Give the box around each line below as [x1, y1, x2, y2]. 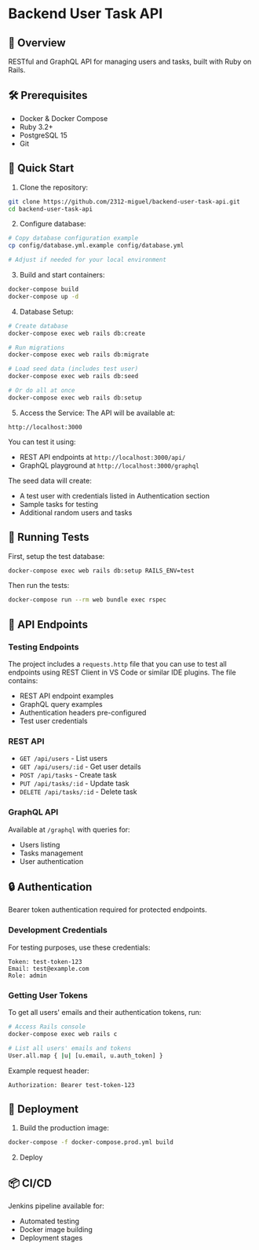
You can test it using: [8, 437, 76, 447]
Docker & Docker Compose [19, 113, 108, 123]
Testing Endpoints [8, 642, 79, 653]
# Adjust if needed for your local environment [8, 256, 167, 264]
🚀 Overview [8, 36, 66, 50]
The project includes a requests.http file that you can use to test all [8, 660, 228, 668]
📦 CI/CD [8, 1176, 53, 1189]
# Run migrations [8, 344, 65, 351]
